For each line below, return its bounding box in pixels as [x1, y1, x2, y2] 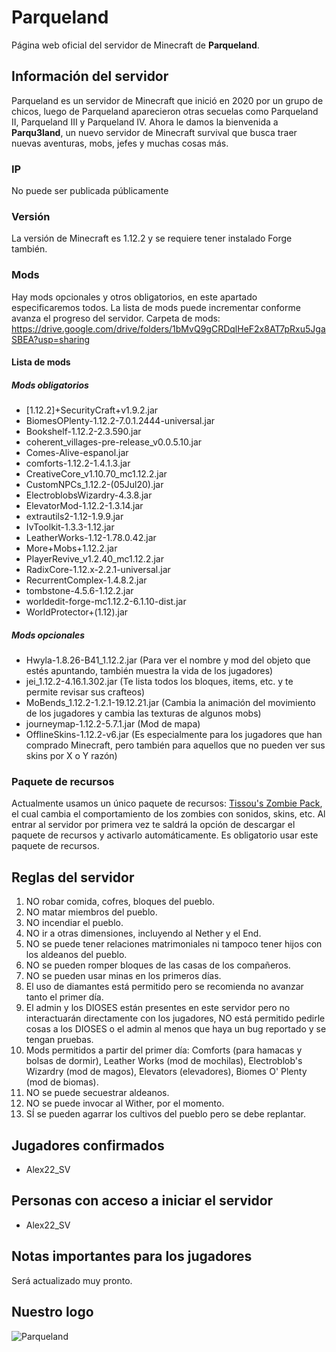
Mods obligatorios [11, 379, 89, 391]
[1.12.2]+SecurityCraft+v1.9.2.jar [25, 404, 159, 416]
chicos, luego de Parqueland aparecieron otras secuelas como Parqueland [11, 105, 319, 117]
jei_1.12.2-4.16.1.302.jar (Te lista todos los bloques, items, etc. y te [25, 676, 294, 688]
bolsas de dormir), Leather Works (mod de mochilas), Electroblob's [25, 1055, 303, 1067]
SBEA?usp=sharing [11, 333, 91, 345]
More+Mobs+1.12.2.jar [25, 542, 118, 555]
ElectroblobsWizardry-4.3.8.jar [25, 489, 153, 501]
